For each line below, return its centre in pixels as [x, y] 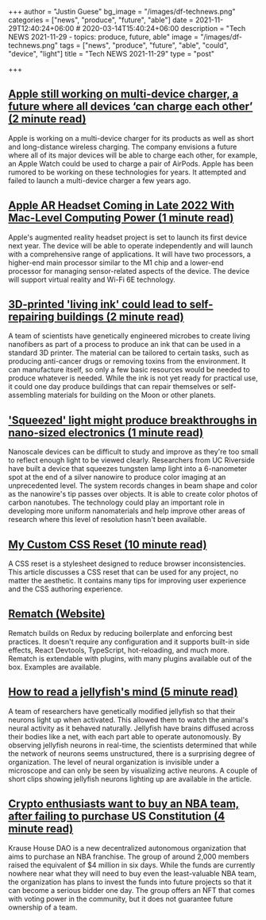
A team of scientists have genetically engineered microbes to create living [129, 336]
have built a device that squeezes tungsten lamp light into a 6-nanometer [128, 469]
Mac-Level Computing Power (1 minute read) [121, 218]
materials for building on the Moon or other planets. [131, 395]
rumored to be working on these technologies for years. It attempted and [127, 172]
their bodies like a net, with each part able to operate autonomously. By [125, 736]
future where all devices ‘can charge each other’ [131, 107]
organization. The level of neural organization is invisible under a [114, 762]
